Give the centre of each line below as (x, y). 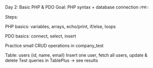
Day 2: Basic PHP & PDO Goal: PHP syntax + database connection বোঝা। (77, 7)
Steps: (12, 17)
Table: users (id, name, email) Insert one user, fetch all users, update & (76, 55)
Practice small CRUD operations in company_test (54, 46)
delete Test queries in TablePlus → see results (51, 60)
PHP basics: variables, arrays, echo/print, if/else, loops (61, 26)
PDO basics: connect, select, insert (40, 36)
